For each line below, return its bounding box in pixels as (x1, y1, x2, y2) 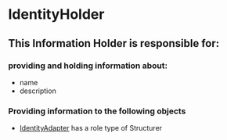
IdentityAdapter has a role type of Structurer (19, 124, 163, 133)
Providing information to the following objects (8, 106, 186, 117)
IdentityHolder (8, 5, 105, 23)
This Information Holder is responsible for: (8, 37, 220, 50)
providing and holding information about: (8, 60, 168, 71)
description (19, 86, 56, 95)
